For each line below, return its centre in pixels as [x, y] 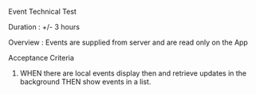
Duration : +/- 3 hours [44, 27]
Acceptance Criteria [41, 58]
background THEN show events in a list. [85, 82]
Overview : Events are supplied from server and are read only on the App [128, 42]
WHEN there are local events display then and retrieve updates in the [133, 73]
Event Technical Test [43, 12]
